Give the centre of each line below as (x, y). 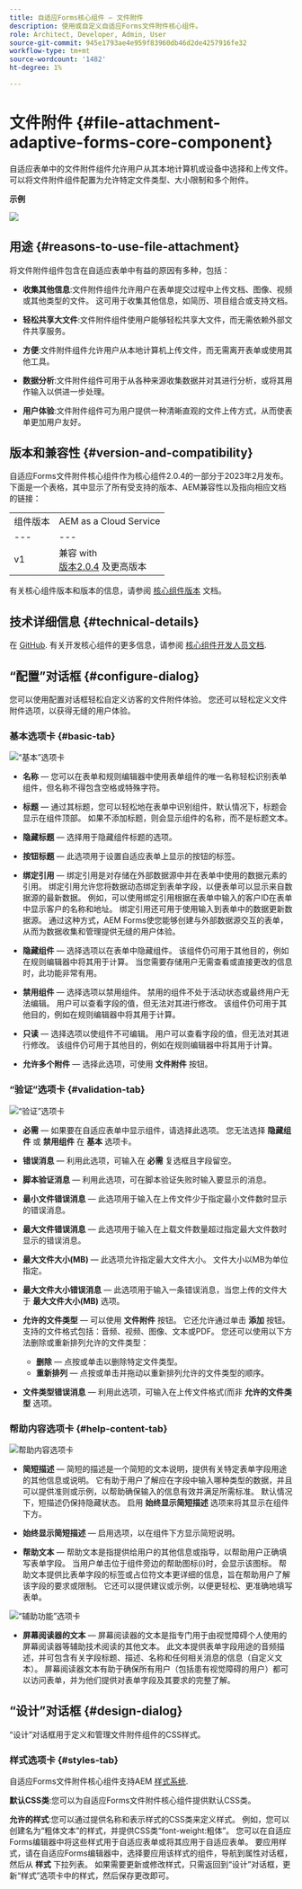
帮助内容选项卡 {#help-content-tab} (89, 1428)
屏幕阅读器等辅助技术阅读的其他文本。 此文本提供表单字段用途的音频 (149, 1646)
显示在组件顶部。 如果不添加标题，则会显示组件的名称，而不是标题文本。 (157, 818)
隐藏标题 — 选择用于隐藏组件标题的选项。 (99, 838)
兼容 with (78, 554)
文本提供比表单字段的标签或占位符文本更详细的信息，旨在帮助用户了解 (160, 1574)
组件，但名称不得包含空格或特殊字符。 (93, 788)
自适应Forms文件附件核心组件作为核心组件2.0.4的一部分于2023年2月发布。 (149, 476)
